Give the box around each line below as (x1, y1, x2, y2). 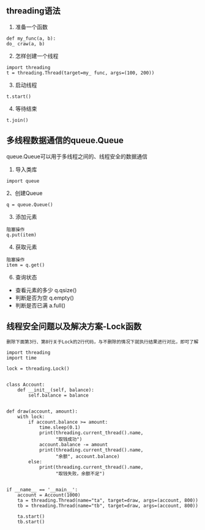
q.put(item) (6, 232, 37, 238)
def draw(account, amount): (6, 408, 78, 414)
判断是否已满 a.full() (15, 301, 66, 309)
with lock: (17, 414, 45, 420)
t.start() (6, 94, 32, 100)
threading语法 (6, 6, 61, 17)
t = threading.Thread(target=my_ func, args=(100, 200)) (6, 70, 155, 76)
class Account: (6, 381, 45, 388)
